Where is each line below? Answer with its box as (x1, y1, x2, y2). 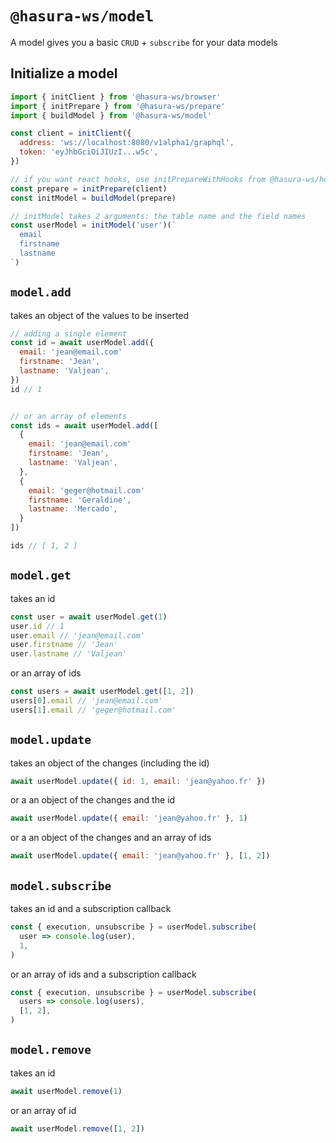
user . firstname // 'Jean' (10, 640, 118, 650)
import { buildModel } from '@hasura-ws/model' (10, 110, 213, 121)
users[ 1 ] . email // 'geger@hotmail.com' (10, 705, 177, 715)
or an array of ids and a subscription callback (10, 968, 197, 980)
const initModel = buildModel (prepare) (10, 193, 177, 203)
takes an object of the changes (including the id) (10, 757, 210, 769)
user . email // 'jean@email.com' (10, 630, 145, 641)
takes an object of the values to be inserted (10, 309, 190, 321)
